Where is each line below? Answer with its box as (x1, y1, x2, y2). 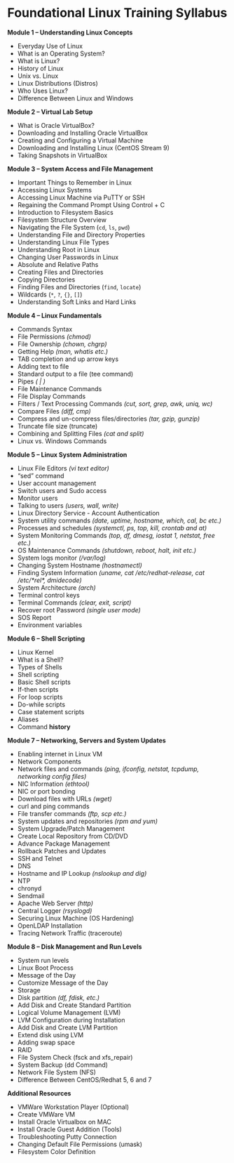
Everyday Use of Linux (17, 41, 83, 50)
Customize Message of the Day (17, 978, 109, 987)
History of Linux (17, 64, 64, 72)
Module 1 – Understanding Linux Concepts (7, 28, 133, 37)
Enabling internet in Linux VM (17, 749, 103, 758)
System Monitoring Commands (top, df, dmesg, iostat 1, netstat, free (17, 531, 216, 539)
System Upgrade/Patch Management (17, 824, 125, 833)
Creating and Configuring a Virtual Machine (17, 136, 144, 145)
